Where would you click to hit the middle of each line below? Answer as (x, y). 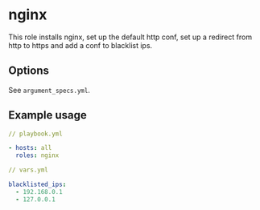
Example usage (47, 115)
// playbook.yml (35, 134)
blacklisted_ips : (37, 185)
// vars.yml (28, 170)
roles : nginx (37, 155)
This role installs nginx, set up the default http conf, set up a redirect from (130, 37)
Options (29, 71)
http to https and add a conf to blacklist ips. (80, 45)
